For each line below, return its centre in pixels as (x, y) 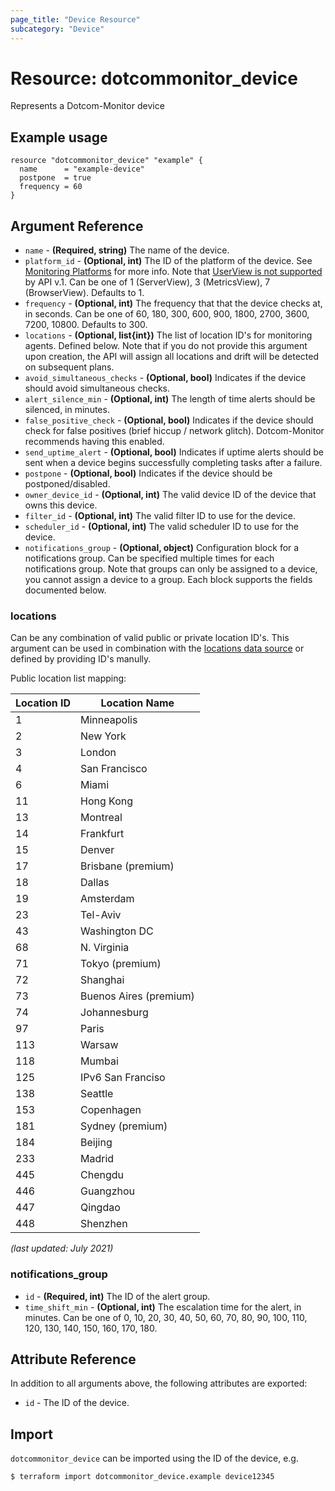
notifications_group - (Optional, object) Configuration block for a (162, 548)
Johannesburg (114, 1013)
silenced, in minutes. (67, 410)
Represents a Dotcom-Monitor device (87, 106)
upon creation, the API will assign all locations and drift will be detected (172, 357)
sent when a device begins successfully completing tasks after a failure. (173, 463)
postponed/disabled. (67, 484)
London (98, 753)
